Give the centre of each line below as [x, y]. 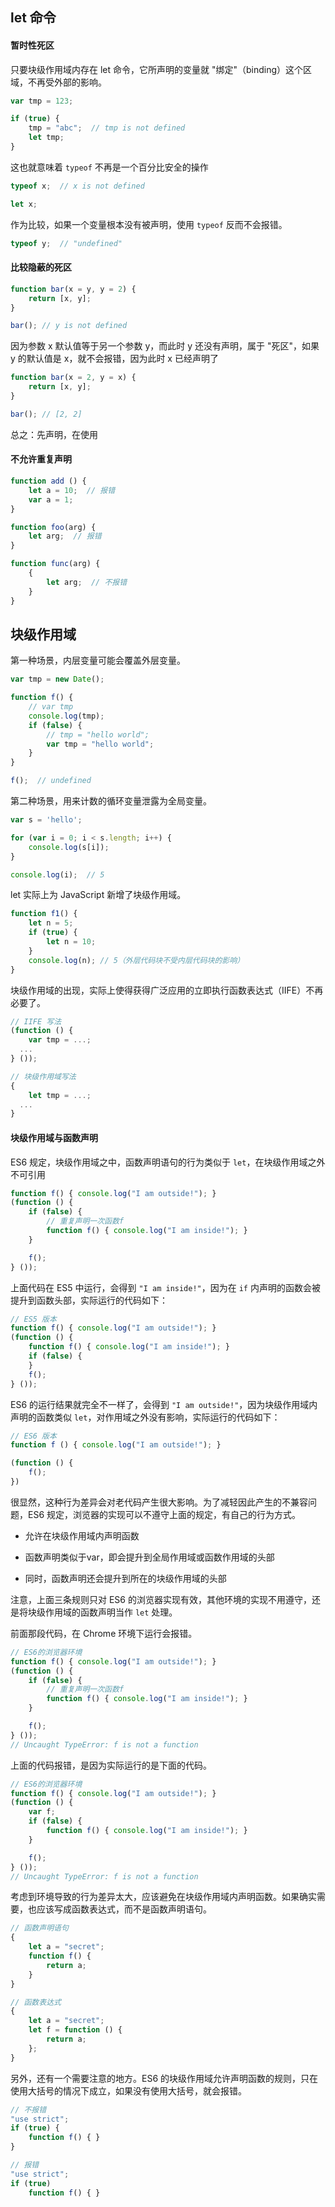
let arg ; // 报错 [65, 536]
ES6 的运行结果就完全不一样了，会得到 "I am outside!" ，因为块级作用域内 [164, 1404]
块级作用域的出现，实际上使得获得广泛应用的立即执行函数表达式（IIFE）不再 [167, 990]
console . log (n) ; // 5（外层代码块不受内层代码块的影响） [136, 960]
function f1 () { [44, 914]
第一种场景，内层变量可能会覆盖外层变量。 [98, 660]
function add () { [48, 481]
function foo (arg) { [53, 527]
